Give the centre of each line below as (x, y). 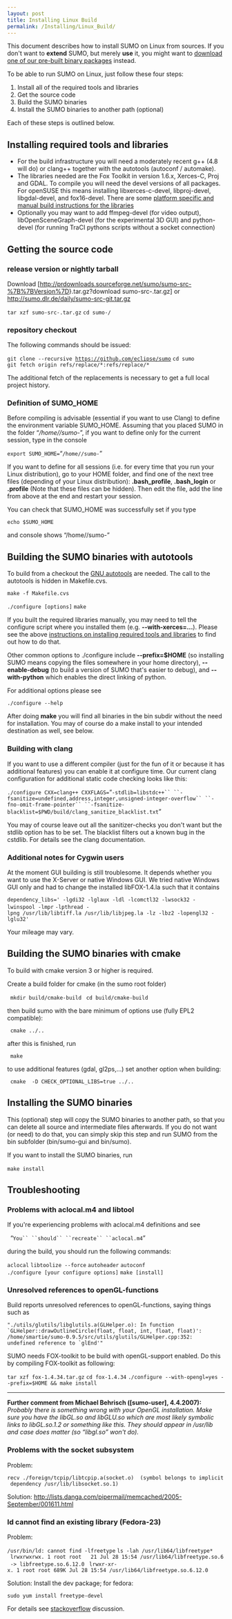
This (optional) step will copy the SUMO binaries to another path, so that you (116, 1119)
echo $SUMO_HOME (30, 523)
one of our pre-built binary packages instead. (72, 61)
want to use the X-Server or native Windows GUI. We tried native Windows (113, 879)
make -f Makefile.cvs (38, 594)
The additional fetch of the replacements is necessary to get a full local (108, 378)
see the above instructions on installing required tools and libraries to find (112, 635)
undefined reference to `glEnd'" (55, 1343)
